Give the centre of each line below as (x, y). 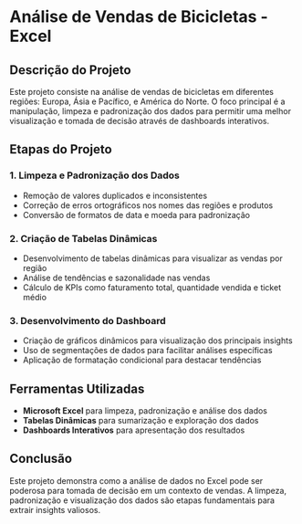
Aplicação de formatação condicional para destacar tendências (142, 360)
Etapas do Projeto (61, 149)
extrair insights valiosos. (55, 509)
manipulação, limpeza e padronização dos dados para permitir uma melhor (151, 111)
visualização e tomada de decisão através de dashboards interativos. (140, 121)
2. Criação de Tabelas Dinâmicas (83, 238)
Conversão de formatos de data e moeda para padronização (136, 215)
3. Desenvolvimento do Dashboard (88, 320)
